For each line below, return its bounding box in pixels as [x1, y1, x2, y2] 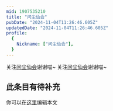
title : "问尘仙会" [6, 14, 48, 20]
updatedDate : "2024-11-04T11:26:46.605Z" [6, 25, 109, 31]
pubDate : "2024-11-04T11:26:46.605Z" [6, 19, 98, 25]
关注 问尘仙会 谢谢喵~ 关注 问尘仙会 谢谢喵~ [6, 63, 107, 70]
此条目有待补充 [6, 82, 60, 92]
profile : [6, 30, 28, 36]
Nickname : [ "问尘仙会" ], [16, 41, 74, 47]
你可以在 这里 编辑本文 [6, 99, 57, 106]
